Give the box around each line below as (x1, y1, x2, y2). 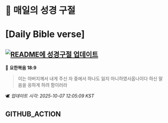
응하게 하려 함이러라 (27, 82, 68, 88)
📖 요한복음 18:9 (5, 65, 37, 71)
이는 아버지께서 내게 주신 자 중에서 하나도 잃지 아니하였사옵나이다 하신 (17, 75, 158, 82)
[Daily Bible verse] (5, 29, 85, 40)
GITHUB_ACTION (5, 110, 61, 118)
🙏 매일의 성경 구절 (5, 5, 76, 16)
